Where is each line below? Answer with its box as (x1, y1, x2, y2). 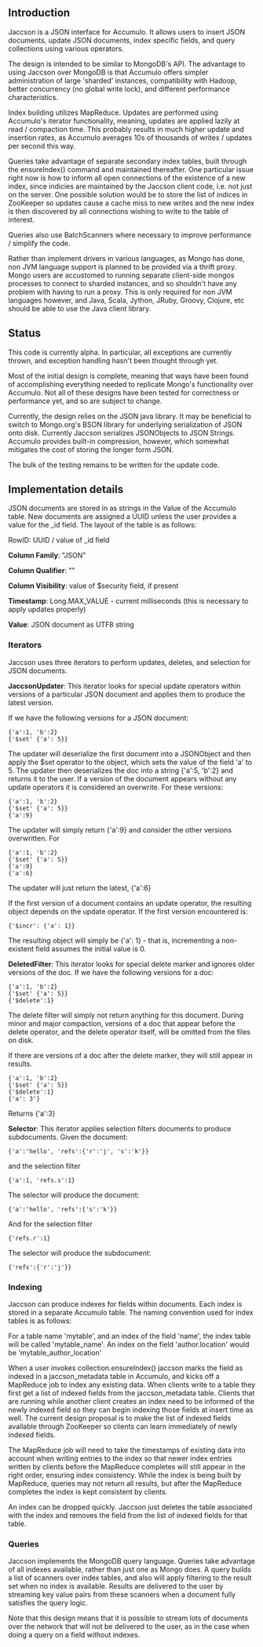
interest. (8, 215, 35, 224)
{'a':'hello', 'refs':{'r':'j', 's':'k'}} (8, 1147, 149, 1155)
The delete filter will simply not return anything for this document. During (8, 1010, 244, 1020)
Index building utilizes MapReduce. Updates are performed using (8, 108, 218, 117)
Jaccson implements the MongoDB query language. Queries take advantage (8, 1557, 255, 1566)
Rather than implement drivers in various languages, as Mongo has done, (8, 253, 245, 263)
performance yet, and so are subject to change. (8, 396, 163, 406)
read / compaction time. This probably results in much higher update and (8, 124, 245, 134)
